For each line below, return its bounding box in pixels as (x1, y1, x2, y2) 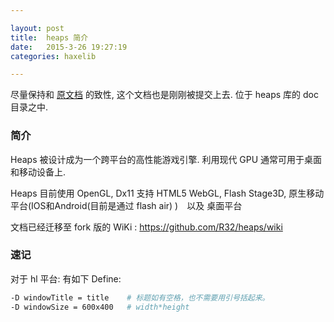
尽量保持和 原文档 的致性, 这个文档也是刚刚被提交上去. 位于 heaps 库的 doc (10, 89, 319, 101)
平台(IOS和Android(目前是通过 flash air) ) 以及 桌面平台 (10, 199, 243, 211)
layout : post (10, 23, 65, 33)
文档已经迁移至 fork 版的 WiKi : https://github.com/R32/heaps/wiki (10, 221, 283, 233)
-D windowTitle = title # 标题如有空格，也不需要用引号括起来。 (10, 292, 270, 303)
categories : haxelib (10, 51, 97, 61)
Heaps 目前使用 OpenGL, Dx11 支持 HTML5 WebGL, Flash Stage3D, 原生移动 (10, 187, 325, 199)
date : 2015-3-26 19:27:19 (10, 42, 128, 52)
